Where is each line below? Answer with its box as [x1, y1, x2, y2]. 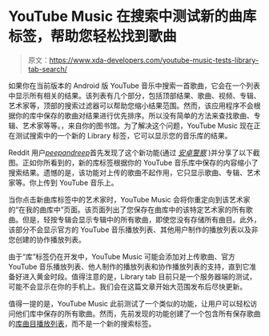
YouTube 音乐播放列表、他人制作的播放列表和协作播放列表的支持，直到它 [8, 262, 250, 271]
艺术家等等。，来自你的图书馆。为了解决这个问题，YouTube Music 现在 [22, 121, 254, 130]
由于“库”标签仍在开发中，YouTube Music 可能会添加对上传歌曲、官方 [8, 251, 236, 261]
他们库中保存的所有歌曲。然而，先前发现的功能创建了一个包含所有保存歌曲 [14, 309, 261, 318]
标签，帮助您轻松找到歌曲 [8, 27, 178, 46]
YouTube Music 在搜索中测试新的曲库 [8, 7, 257, 26]
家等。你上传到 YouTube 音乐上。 [8, 178, 118, 187]
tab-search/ [27, 64, 68, 74]
